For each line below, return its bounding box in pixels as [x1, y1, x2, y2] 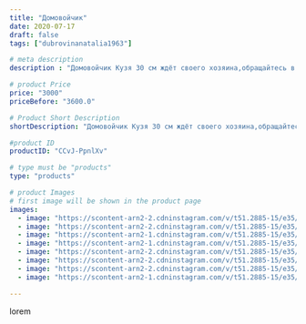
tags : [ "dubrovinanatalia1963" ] [9, 38, 132, 48]
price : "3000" [9, 88, 64, 97]
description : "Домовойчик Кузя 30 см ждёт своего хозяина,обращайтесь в [9, 64, 296, 73]
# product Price [9, 80, 71, 89]
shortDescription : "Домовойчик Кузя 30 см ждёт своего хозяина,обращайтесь [9, 122, 303, 131]
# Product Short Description [9, 113, 120, 123]
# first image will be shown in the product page [9, 197, 202, 206]
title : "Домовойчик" [9, 13, 88, 23]
